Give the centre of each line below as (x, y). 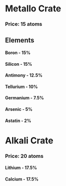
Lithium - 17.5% (21, 168)
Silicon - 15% (19, 64)
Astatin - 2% (18, 120)
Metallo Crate (33, 9)
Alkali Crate (29, 140)
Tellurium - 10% (22, 87)
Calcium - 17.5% (22, 179)
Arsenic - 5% (19, 109)
